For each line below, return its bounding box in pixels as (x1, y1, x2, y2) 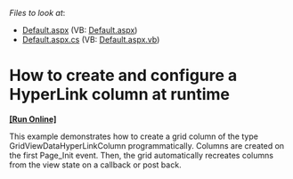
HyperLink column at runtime (9, 85, 230, 105)
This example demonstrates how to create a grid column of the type (9, 131, 258, 142)
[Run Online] (9, 113, 57, 124)
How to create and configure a (9, 66, 238, 85)
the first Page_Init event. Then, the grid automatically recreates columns (9, 150, 274, 160)
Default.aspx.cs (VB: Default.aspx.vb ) (21, 35, 160, 45)
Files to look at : (9, 8, 66, 18)
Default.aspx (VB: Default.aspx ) (21, 25, 138, 35)
